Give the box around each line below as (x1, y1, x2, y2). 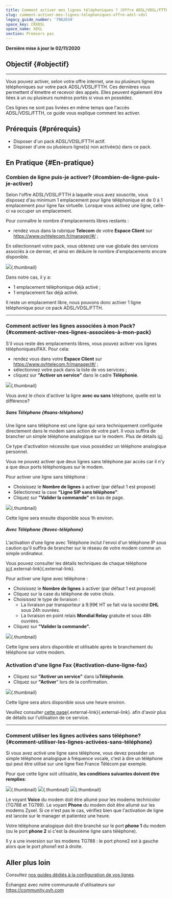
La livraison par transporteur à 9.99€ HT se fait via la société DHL (20, 602, 159, 608)
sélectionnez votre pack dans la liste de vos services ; (13, 366, 127, 372)
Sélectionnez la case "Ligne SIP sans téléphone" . (13, 489, 119, 495)
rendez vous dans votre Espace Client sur (13, 356, 103, 362)
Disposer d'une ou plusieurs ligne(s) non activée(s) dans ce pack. (13, 143, 152, 149)
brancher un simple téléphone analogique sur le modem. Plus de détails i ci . (6, 433, 164, 439)
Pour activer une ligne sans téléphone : (6, 473, 88, 480)
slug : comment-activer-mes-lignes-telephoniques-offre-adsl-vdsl (6, 12, 148, 17)
